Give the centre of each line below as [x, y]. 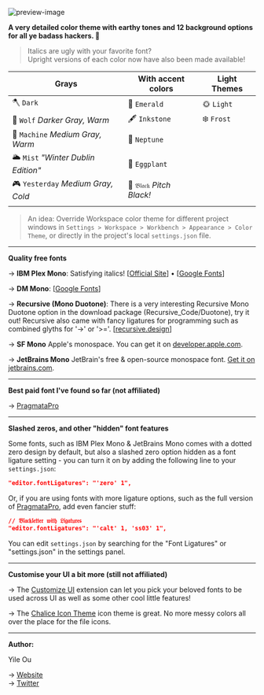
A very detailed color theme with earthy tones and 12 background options [131, 27]
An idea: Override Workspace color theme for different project [128, 219]
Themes [227, 89]
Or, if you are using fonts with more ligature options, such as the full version [131, 498]
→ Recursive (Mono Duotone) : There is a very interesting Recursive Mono [128, 304]
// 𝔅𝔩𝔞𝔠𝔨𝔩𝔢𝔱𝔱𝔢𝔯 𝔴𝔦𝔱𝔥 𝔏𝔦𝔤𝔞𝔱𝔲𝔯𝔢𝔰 [45, 521]
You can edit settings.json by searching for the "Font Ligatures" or [117, 543]
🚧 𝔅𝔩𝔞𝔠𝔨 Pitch [149, 185]
